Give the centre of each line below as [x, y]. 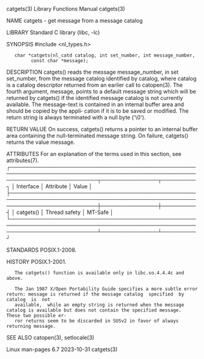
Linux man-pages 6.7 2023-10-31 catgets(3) [62, 349]
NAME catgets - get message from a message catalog [75, 20]
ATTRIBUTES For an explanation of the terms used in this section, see [94, 154]
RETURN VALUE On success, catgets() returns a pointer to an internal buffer [102, 129]
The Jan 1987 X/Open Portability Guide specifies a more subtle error [106, 289]
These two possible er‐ [37, 316]
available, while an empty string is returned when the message [99, 305]
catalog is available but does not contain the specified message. [94, 310]
